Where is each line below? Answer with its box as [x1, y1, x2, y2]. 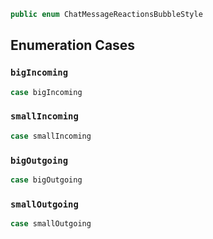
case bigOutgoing [10, 175, 83, 185]
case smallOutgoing [10, 219, 92, 229]
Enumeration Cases [10, 37, 136, 54]
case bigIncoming [10, 87, 83, 97]
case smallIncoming [10, 131, 92, 141]
